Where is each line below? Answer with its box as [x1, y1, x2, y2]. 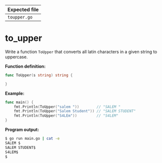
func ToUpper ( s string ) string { [5, 72, 73, 77]
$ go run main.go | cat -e [5, 136, 60, 141]
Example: [5, 90, 25, 96]
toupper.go [7, 15, 33, 20]
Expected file [7, 6, 39, 13]
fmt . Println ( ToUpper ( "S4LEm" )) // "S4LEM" [14, 113, 119, 118]
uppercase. [5, 54, 28, 60]
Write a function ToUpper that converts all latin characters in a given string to [5, 49, 157, 54]
